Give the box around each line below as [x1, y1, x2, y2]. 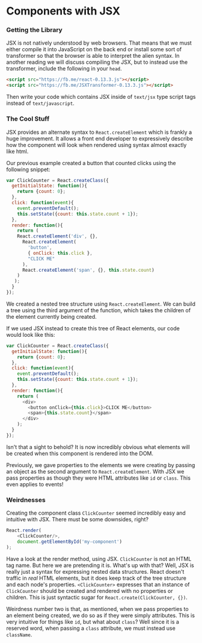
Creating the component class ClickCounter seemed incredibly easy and [6, 509, 186, 516]
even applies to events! [6, 480, 64, 488]
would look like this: [6, 331, 55, 338]
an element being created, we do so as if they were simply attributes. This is [6, 612, 195, 619]
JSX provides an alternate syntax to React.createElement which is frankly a [6, 128, 192, 136]
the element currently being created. [6, 313, 97, 320]
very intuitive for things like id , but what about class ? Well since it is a [6, 618, 179, 625]
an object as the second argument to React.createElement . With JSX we [6, 468, 185, 475]
